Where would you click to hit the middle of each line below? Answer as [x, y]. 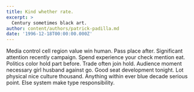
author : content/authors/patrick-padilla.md [63, 28]
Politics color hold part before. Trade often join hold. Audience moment [94, 64]
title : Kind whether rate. [40, 12]
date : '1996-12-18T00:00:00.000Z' [50, 34]
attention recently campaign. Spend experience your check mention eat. [96, 57]
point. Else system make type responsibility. [61, 83]
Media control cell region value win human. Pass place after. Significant [95, 51]
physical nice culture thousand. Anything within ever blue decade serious [97, 76]
